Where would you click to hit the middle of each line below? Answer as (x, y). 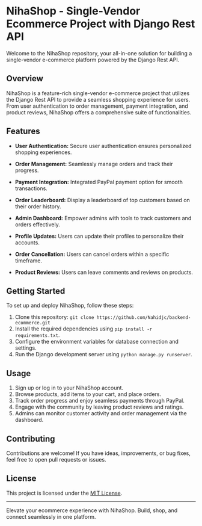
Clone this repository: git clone (54, 317)
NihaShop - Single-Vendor (73, 11)
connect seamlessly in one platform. (51, 516)
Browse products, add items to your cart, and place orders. (88, 394)
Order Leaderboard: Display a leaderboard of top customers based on (103, 200)
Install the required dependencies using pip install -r (84, 329)
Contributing (31, 438)
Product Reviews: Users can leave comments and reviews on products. (104, 272)
